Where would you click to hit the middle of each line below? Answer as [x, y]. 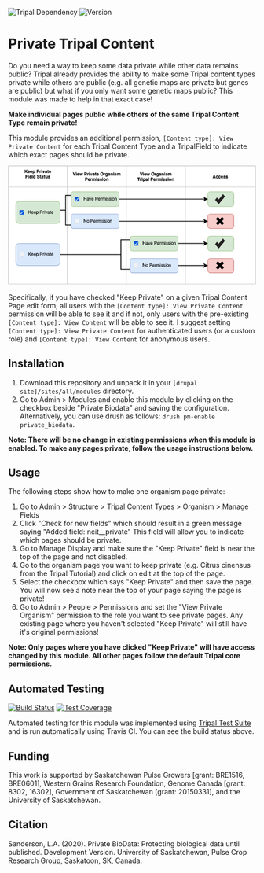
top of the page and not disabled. [73, 557]
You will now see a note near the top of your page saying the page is [130, 591]
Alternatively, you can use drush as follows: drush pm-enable [117, 416]
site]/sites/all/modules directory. [77, 391]
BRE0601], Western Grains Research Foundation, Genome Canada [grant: [127, 783]
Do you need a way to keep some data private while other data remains [123, 65]
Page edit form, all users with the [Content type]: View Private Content [126, 305]
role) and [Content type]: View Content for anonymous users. [109, 339]
